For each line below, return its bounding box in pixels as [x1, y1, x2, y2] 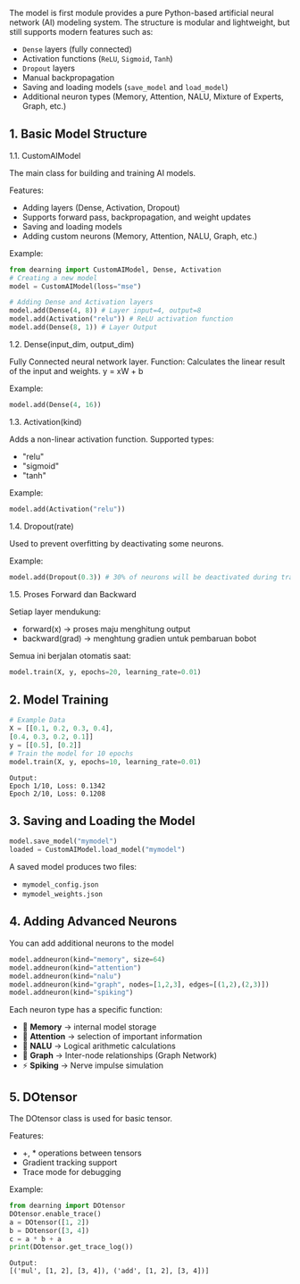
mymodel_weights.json [21, 890, 103, 899]
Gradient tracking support [21, 1157, 118, 1168]
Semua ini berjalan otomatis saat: [9, 650, 131, 661]
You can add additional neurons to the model [9, 938, 174, 948]
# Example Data [9, 716, 66, 725]
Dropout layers [21, 63, 76, 73]
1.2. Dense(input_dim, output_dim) [9, 338, 135, 349]
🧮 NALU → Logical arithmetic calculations [21, 1040, 176, 1052]
